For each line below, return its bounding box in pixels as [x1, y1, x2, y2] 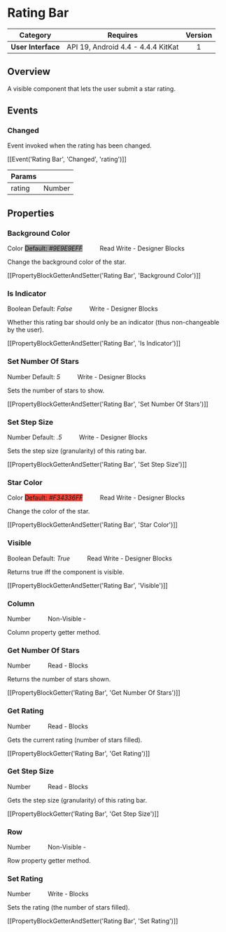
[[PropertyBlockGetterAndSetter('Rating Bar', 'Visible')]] [7, 581, 168, 589]
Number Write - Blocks [7, 890, 89, 898]
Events [7, 105, 38, 117]
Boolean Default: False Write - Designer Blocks [7, 304, 159, 313]
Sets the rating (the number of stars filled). [7, 903, 130, 912]
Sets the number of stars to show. [7, 386, 105, 395]
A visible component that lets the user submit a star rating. [7, 84, 176, 92]
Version [185, 30, 212, 40]
